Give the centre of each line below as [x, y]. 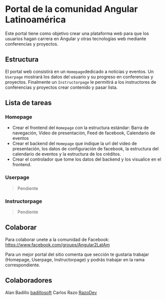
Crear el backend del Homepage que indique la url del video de [75, 144]
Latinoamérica [35, 20]
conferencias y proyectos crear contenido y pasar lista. [61, 87]
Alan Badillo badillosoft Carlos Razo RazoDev [51, 292]
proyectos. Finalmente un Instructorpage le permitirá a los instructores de [81, 82]
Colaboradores [29, 280]
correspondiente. [23, 265]
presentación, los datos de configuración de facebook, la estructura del [85, 149]
